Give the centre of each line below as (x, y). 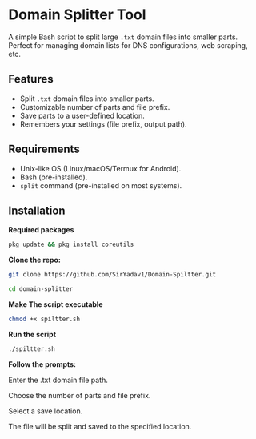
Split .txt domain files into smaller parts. (87, 99)
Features (31, 79)
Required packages (41, 230)
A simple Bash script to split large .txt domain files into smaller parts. (123, 37)
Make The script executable (56, 304)
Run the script (32, 334)
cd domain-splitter (41, 289)
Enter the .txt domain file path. (58, 380)
